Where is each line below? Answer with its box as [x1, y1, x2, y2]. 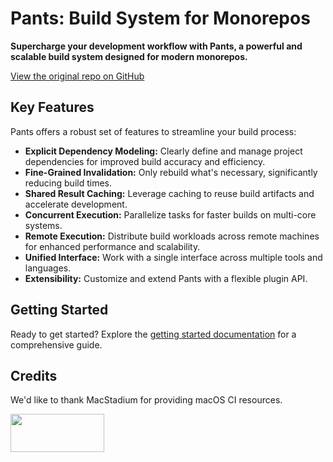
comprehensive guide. [10, 338, 103, 351]
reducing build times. [24, 177, 112, 189]
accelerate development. [24, 198, 128, 210]
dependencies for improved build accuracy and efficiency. [24, 155, 266, 167]
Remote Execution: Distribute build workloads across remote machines [24, 230, 320, 242]
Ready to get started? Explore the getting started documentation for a [10, 328, 297, 340]
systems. [24, 219, 63, 231]
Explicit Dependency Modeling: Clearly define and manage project [24, 145, 303, 157]
